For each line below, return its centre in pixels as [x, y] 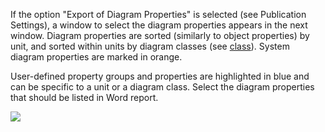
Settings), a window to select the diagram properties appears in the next [159, 25]
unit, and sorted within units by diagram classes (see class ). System [150, 46]
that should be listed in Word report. [84, 97]
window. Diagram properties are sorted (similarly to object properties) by [160, 35]
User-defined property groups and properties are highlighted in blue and [160, 76]
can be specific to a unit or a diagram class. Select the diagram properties [162, 87]
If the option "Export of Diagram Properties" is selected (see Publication [158, 14]
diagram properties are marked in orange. [96, 57]
